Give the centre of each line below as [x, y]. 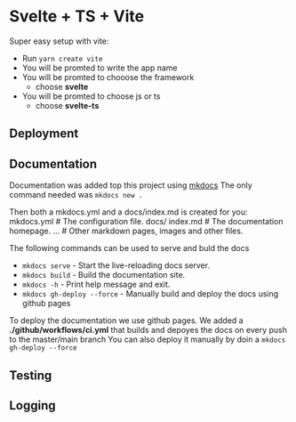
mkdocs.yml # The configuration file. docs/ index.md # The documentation [146, 222]
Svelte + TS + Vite [77, 16]
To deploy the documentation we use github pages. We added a [126, 321]
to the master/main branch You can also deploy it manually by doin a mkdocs [148, 339]
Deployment [44, 134]
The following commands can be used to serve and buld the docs [129, 248]
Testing [31, 375]
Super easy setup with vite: [59, 41]
